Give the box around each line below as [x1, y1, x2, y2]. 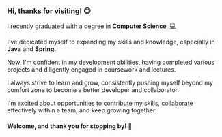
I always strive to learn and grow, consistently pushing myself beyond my [7, 78, 213, 87]
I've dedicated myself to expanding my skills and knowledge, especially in [7, 37, 215, 46]
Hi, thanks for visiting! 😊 [7, 6, 91, 16]
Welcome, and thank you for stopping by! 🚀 [7, 122, 133, 130]
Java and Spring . [7, 45, 57, 53]
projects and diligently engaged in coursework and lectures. [7, 65, 176, 74]
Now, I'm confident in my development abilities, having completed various [7, 58, 215, 67]
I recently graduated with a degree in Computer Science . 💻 [7, 22, 176, 30]
